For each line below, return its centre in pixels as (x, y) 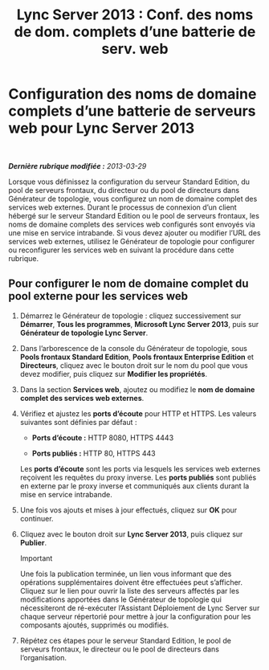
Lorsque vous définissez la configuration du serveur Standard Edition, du (129, 182)
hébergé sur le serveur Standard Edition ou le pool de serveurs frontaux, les (134, 215)
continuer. (37, 518)
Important (36, 558)
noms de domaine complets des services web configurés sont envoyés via (132, 224)
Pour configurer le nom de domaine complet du (128, 284)
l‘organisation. (43, 657)
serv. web (135, 49)
